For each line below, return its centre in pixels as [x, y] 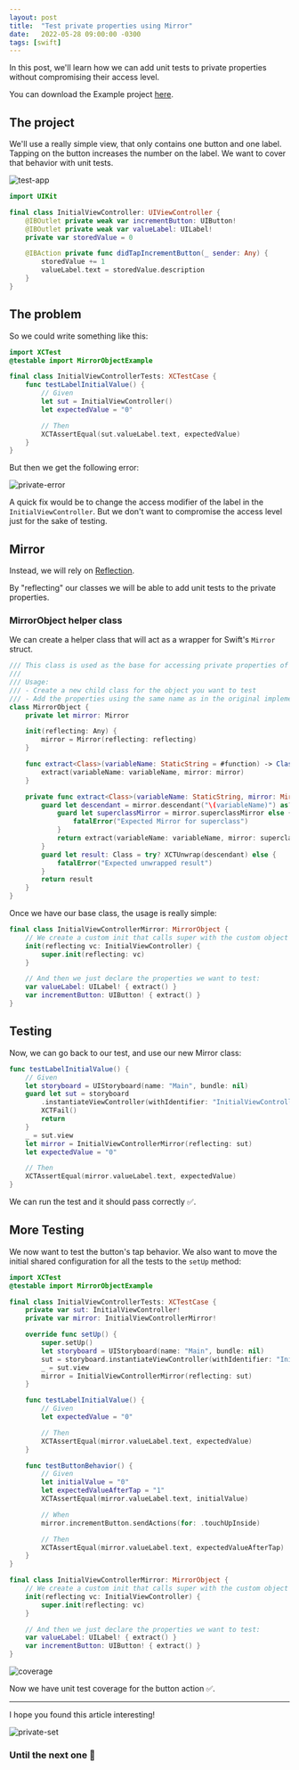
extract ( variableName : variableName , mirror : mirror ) [143, 772]
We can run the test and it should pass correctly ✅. [103, 1202]
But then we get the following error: [74, 468]
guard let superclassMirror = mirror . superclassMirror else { [174, 813]
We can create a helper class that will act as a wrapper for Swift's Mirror [142, 640]
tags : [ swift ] [36, 42]
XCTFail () [59, 1110]
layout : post [33, 17]
